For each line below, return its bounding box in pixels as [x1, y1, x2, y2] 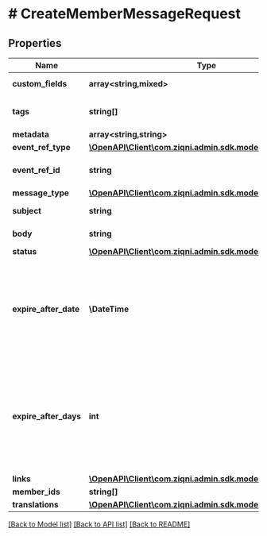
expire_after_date [12, 303, 80, 314]
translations [12, 499, 59, 510]
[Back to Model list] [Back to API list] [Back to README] [8, 519, 191, 529]
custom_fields [12, 79, 68, 89]
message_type [12, 187, 70, 199]
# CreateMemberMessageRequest [8, 5, 241, 23]
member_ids [12, 486, 61, 497]
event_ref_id [12, 164, 61, 175]
